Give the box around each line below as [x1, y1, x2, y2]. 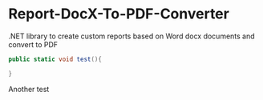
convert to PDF [8, 39, 59, 49]
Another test [8, 84, 50, 94]
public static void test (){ [8, 55, 103, 63]
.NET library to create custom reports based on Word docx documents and [8, 31, 255, 41]
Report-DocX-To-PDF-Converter [8, 5, 230, 23]
